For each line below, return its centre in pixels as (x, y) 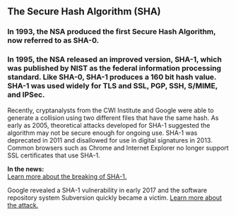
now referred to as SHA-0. (53, 40)
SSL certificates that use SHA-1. (54, 155)
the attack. (23, 205)
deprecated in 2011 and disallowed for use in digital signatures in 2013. (110, 140)
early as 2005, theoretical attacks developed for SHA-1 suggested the (109, 125)
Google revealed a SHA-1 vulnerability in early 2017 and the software (107, 190)
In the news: (26, 169)
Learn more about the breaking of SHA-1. (67, 176)
